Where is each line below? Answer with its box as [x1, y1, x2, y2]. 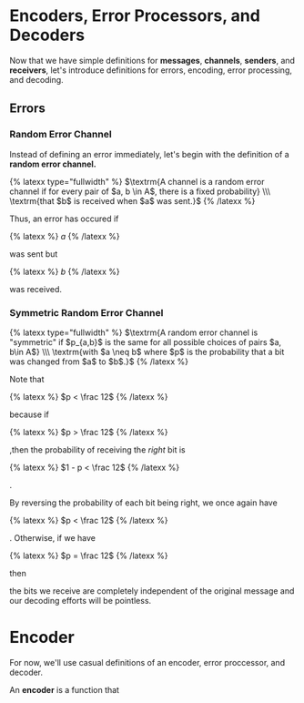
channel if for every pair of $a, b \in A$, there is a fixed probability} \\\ [9, 186, 271, 197]
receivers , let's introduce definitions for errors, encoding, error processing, [9, 65, 293, 76]
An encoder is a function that [9, 684, 120, 695]
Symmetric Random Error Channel [9, 306, 164, 319]
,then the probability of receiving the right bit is [9, 443, 186, 455]
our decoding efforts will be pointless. [9, 595, 152, 606]
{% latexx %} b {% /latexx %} [9, 266, 120, 277]
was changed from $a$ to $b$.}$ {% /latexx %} [9, 356, 189, 367]
